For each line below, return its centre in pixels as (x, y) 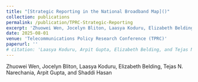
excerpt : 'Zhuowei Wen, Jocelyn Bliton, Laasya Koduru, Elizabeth (89, 28)
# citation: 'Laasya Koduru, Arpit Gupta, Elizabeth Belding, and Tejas (97, 50)
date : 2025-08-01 (27, 33)
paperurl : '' (22, 45)
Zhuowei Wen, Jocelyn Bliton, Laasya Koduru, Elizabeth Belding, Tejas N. (95, 66)
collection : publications (38, 17)
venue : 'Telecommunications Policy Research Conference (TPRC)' (87, 39)
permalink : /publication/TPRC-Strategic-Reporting (70, 22)
